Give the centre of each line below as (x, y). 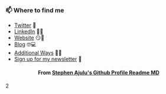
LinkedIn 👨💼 (29, 32)
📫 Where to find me (35, 10)
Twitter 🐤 (25, 25)
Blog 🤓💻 (25, 45)
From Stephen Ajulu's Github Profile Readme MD (99, 72)
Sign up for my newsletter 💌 (48, 59)
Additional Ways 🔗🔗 (38, 53)
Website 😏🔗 (29, 38)
